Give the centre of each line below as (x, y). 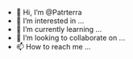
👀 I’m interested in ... (50, 21)
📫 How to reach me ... (53, 47)
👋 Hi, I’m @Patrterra (49, 12)
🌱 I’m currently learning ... (59, 29)
